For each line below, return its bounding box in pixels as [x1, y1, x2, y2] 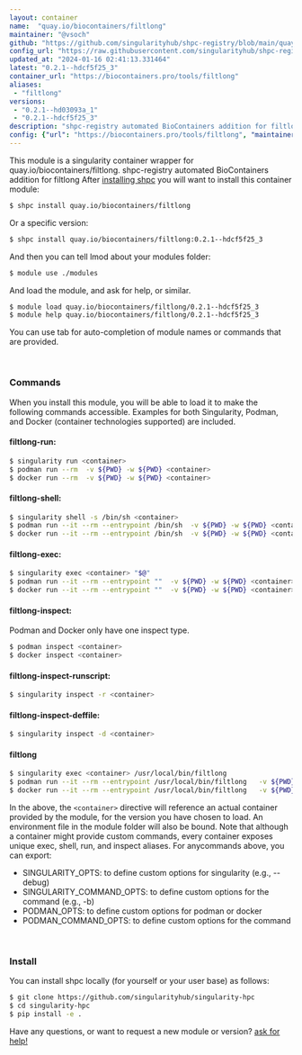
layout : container [9, 13, 78, 23]
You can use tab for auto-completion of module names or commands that [9, 327, 281, 338]
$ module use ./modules [9, 268, 99, 277]
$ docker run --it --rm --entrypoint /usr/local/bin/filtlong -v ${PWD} [9, 786, 296, 795]
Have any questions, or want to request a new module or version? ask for [9, 1025, 280, 1036]
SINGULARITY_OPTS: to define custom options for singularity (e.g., [22, 867, 271, 878]
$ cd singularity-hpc [9, 1001, 91, 1011]
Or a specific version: [9, 217, 89, 228]
